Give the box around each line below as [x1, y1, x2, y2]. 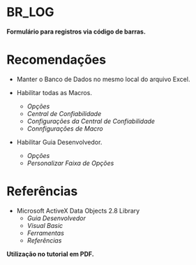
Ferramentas [27, 229, 64, 237]
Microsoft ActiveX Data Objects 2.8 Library [16, 206, 140, 215]
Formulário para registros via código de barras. [6, 27, 146, 36]
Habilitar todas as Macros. [16, 88, 92, 96]
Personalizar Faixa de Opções [27, 159, 114, 167]
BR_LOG [6, 4, 54, 20]
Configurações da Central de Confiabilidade [27, 117, 155, 125]
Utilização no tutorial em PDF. [6, 250, 95, 258]
